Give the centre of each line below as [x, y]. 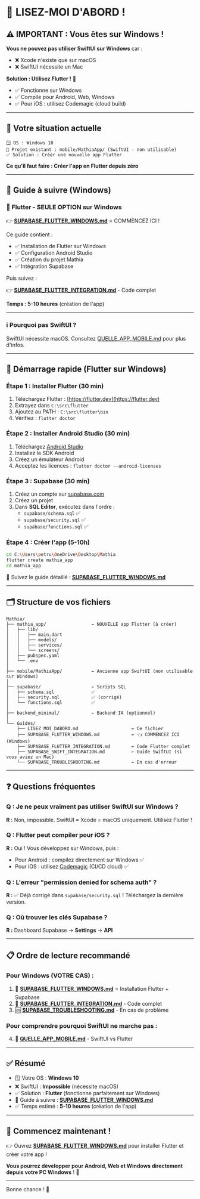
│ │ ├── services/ [34, 645]
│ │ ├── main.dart [34, 635]
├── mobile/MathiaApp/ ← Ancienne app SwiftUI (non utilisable [100, 671]
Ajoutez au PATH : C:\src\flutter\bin [62, 412]
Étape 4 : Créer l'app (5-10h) [48, 542]
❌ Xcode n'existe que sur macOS [55, 60]
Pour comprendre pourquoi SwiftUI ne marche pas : [82, 1026]
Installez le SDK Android [44, 453]
